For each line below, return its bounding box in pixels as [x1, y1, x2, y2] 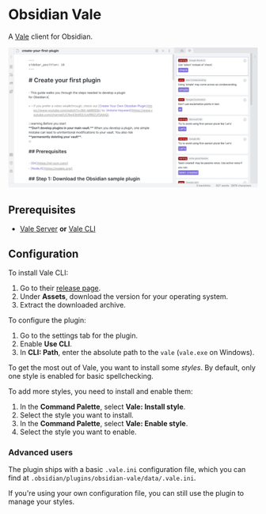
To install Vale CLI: [8, 268, 69, 278]
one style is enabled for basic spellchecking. [8, 372, 154, 381]
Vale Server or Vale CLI [19, 224, 97, 234]
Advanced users [8, 447, 74, 458]
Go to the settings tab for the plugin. [19, 331, 139, 341]
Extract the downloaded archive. [19, 300, 127, 310]
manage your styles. [8, 497, 75, 507]
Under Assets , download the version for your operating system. [19, 292, 229, 301]
